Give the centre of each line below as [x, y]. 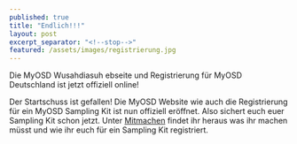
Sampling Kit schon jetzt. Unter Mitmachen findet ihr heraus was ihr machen [148, 121]
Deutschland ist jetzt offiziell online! [74, 85]
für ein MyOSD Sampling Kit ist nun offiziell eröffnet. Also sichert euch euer [147, 111]
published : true [39, 17]
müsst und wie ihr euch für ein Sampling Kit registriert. [109, 130]
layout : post [33, 34]
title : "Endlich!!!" [47, 26]
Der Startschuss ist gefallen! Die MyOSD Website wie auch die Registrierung [148, 102]
